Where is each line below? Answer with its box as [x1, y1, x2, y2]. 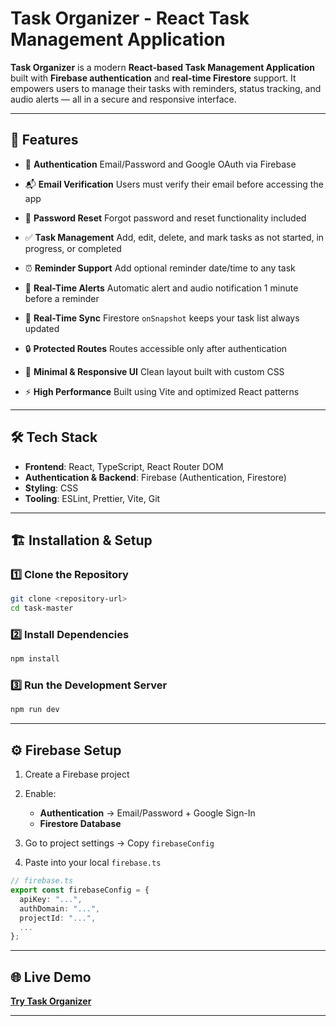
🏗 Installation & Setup [10, 532, 153, 549]
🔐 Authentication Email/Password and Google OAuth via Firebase [24, 158, 297, 170]
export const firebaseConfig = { [10, 885, 150, 896]
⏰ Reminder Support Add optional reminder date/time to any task [24, 262, 296, 274]
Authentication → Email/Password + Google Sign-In [39, 807, 256, 819]
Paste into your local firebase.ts [24, 857, 162, 869]
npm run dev [10, 705, 60, 715]
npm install [10, 654, 60, 664]
